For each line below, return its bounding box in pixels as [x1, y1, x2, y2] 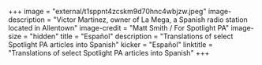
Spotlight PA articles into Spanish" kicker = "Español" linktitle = [8, 40, 213, 49]
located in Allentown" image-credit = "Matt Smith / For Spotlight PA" [8, 23, 230, 32]
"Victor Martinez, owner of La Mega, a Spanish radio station [53, 15, 249, 24]
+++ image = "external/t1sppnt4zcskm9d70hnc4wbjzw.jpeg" [8, 7, 207, 16]
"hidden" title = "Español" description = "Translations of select [29, 31, 234, 41]
